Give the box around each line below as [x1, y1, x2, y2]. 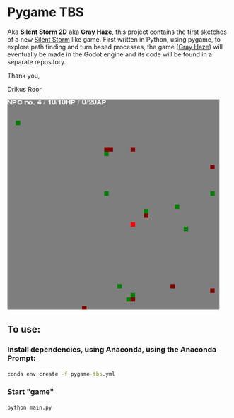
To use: [7, 323, 41, 335]
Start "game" [7, 387, 54, 397]
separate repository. [7, 57, 66, 66]
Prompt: [7, 354, 36, 364]
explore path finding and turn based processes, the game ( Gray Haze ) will [7, 42, 223, 51]
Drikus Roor [7, 85, 42, 93]
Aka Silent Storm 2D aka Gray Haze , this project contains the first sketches [7, 28, 228, 36]
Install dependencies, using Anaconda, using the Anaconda [7, 345, 217, 354]
